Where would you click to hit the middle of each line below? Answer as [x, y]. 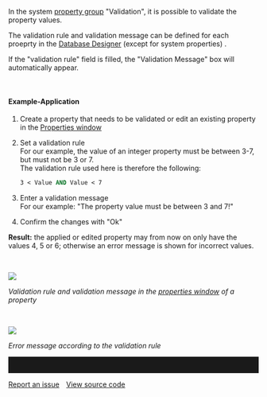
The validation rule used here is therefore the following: [110, 168]
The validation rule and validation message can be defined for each [118, 35]
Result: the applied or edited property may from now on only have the [123, 237]
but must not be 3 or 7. [56, 160]
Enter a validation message [64, 198]
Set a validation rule [52, 143]
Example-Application [44, 101]
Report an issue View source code [67, 384]
